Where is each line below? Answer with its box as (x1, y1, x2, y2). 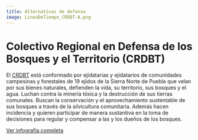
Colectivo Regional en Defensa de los (6, 40, 193, 53)
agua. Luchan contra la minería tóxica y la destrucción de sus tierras (6, 90, 173, 97)
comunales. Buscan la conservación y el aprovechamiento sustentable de (6, 97, 186, 104)
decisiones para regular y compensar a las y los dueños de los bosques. (6, 116, 183, 123)
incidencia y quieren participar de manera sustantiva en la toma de (6, 109, 168, 116)
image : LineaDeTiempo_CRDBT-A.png (6, 14, 92, 20)
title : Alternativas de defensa (6, 8, 86, 15)
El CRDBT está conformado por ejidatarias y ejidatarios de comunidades (6, 71, 182, 79)
